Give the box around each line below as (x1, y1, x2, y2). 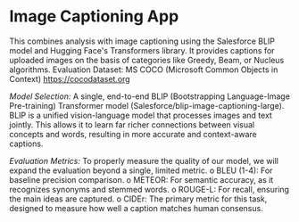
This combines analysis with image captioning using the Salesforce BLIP (9, 36, 275, 46)
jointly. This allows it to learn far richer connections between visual (9, 119, 255, 130)
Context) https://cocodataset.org (9, 73, 131, 84)
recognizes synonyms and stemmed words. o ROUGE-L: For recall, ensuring (9, 184, 290, 194)
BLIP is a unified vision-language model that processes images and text (9, 110, 272, 120)
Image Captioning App (9, 6, 179, 27)
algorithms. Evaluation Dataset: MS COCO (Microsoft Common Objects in (9, 64, 278, 75)
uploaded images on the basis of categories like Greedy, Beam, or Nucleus (9, 54, 285, 65)
